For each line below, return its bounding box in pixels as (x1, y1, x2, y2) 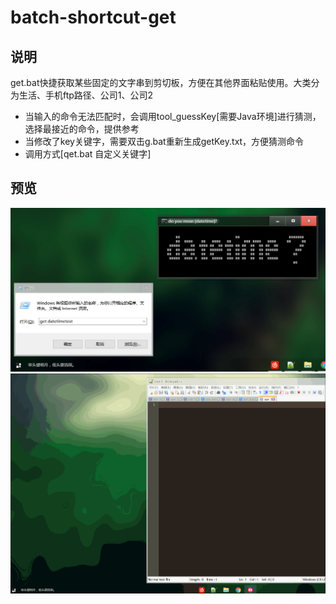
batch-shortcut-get (10, 6, 177, 29)
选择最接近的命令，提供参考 (24, 123, 140, 135)
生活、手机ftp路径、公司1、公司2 (18, 89, 154, 101)
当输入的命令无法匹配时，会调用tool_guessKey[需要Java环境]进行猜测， (24, 111, 322, 122)
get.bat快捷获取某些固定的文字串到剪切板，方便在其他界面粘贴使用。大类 (10, 77, 312, 88)
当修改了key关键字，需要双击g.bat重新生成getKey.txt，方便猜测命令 (24, 136, 305, 147)
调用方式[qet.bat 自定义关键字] (24, 148, 152, 160)
